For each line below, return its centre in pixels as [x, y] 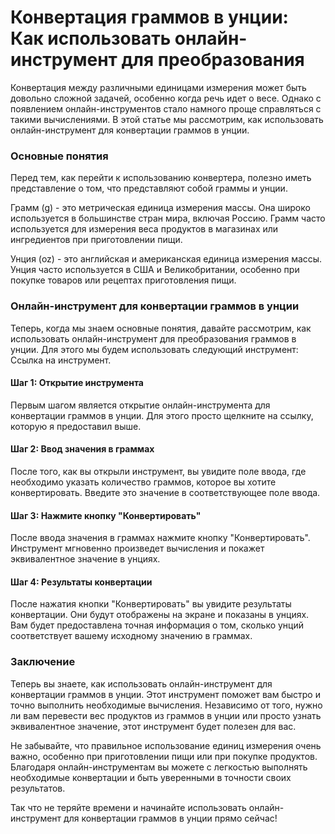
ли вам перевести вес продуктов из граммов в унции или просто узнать [166, 715]
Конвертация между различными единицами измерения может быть [158, 87]
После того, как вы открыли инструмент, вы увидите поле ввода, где [158, 471]
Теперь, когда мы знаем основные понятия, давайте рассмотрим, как [161, 328]
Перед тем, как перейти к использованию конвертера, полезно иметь [161, 178]
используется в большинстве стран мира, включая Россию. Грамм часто [168, 218]
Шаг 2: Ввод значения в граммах [82, 449]
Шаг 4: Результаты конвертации [81, 582]
